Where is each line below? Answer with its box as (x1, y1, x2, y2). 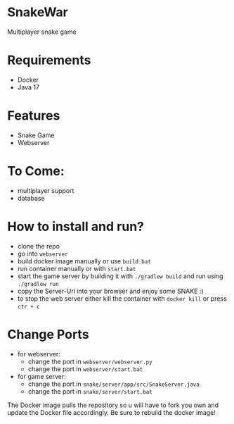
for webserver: (17, 349, 61, 358)
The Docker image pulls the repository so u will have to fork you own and (7, 401, 219, 409)
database (17, 194, 45, 202)
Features (7, 108, 60, 124)
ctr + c (17, 303, 40, 310)
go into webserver (17, 249, 68, 258)
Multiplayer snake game (7, 27, 77, 36)
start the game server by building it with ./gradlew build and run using (17, 272, 223, 280)
